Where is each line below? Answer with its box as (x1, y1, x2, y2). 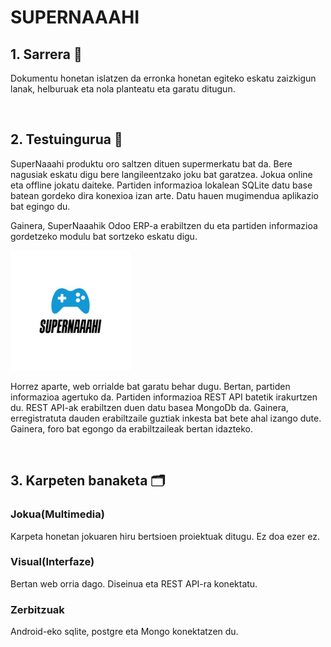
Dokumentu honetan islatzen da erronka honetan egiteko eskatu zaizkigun (10, 72, 317, 84)
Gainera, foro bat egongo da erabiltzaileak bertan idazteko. (10, 422, 254, 435)
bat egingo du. (10, 200, 71, 212)
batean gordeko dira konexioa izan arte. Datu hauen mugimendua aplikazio (10, 189, 319, 201)
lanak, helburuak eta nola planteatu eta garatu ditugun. (10, 83, 236, 95)
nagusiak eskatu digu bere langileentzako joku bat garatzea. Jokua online (10, 168, 313, 180)
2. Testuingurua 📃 (10, 131, 123, 148)
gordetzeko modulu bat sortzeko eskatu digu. (10, 230, 198, 242)
